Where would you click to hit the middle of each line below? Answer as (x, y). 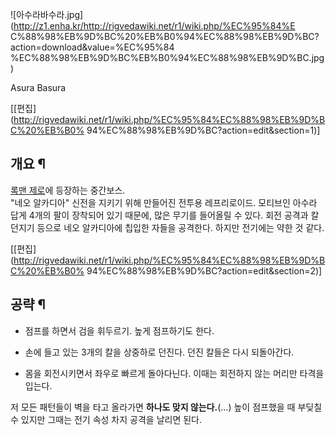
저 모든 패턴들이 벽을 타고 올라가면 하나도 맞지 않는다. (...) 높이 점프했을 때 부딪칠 (166, 407)
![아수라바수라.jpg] (47, 14)
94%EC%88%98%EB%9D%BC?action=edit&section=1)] (203, 130)
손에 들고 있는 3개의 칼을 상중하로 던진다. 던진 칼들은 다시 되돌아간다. (159, 352)
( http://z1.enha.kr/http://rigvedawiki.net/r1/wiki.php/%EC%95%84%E (153, 26)
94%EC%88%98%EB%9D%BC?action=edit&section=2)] (204, 270)
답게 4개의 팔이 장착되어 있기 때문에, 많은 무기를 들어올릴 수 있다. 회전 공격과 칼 (165, 215)
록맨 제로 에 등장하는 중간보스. (68, 190)
